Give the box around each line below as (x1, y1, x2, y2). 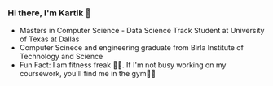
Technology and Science (19, 52, 103, 62)
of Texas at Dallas (19, 34, 80, 44)
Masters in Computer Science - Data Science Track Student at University (19, 26, 265, 36)
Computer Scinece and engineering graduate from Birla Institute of (19, 43, 244, 53)
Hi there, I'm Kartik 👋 (7, 7, 91, 19)
